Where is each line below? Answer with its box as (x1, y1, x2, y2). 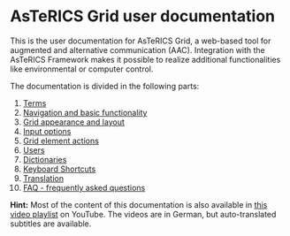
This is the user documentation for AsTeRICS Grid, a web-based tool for (10, 35, 271, 46)
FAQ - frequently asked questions (22, 182, 146, 193)
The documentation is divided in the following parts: (10, 80, 200, 91)
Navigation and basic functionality (22, 107, 148, 118)
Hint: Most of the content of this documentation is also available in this (10, 199, 268, 209)
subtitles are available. (10, 218, 92, 229)
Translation (22, 172, 65, 183)
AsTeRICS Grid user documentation (10, 6, 276, 27)
